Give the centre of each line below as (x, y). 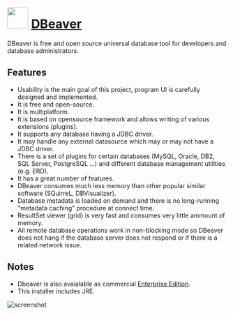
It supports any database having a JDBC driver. (85, 134)
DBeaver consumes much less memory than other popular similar (111, 185)
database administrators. (43, 51)
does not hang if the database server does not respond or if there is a (117, 238)
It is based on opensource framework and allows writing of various (113, 119)
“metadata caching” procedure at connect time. (86, 208)
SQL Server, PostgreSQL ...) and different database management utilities (121, 163)
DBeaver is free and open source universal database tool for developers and (117, 43)
